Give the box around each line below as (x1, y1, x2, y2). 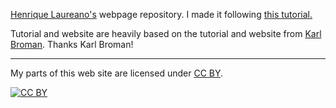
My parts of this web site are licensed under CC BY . (10, 67, 224, 79)
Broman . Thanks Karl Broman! (10, 39, 134, 50)
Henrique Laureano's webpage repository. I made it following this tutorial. (10, 9, 313, 20)
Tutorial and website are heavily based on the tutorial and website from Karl (10, 28, 322, 39)
